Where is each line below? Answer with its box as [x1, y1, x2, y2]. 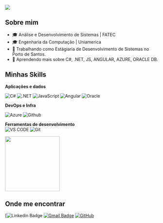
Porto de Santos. [12, 51, 46, 57]
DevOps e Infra [5, 102, 36, 108]
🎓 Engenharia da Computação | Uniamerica [12, 39, 101, 45]
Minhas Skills [5, 71, 47, 79]
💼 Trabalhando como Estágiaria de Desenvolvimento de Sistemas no [12, 46, 149, 52]
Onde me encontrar [5, 200, 66, 208]
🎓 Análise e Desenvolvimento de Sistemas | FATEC [12, 32, 116, 38]
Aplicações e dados [5, 83, 46, 89]
